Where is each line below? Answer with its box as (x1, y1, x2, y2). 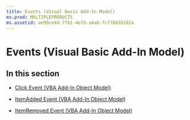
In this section (6, 69, 60, 79)
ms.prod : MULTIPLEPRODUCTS (6, 14, 73, 20)
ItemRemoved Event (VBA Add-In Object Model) (14, 107, 132, 114)
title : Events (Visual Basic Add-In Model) (6, 8, 116, 15)
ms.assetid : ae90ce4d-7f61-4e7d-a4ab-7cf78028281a (6, 20, 134, 25)
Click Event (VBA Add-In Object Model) (14, 84, 111, 92)
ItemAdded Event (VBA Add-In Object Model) (14, 96, 126, 103)
